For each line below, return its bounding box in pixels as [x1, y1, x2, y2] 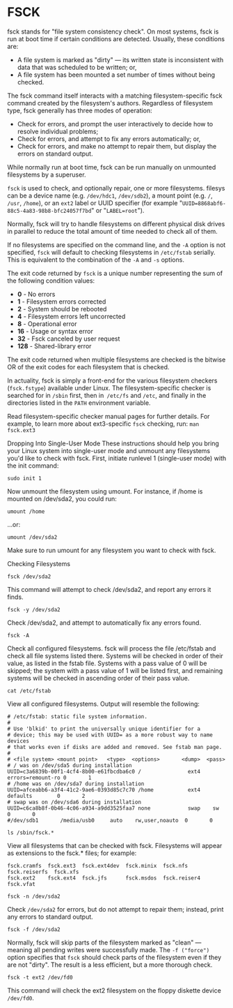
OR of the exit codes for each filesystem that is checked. [7, 362, 170, 371]
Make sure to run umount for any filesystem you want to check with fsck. [7, 546, 216, 554]
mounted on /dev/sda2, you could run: [7, 494, 117, 503]
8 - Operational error [17, 319, 77, 328]
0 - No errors [17, 290, 56, 298]
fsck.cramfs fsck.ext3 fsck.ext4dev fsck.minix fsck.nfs [7, 862, 188, 869]
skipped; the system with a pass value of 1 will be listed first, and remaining [7, 666, 223, 674]
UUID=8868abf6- [182, 200, 226, 207]
